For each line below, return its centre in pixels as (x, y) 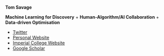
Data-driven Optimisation (33, 22)
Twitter (20, 32)
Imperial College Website (38, 43)
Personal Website (31, 38)
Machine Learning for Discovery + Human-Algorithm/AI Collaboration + (82, 17)
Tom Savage (18, 7)
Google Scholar (29, 48)
